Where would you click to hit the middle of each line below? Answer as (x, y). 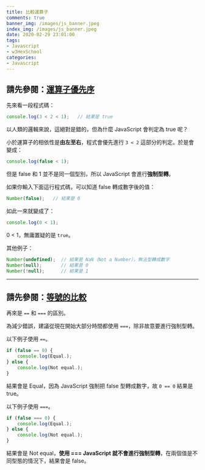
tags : (13, 40)
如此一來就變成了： (31, 211)
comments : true (26, 18)
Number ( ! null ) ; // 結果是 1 (47, 271)
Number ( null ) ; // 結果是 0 (47, 265)
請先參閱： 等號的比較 (46, 297)
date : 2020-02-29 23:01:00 (41, 35)
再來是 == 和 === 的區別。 (38, 313)
